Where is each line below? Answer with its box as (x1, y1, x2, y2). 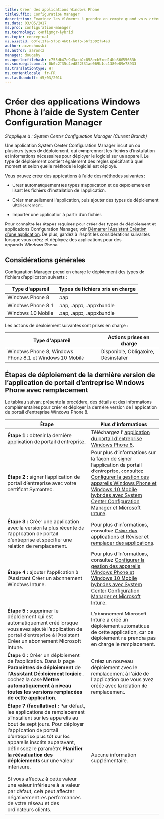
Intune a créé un (91, 616, 128, 623)
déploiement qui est (7, 614, 53, 620)
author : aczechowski (5, 43, 47, 48)
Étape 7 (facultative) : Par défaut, (7, 702, 85, 709)
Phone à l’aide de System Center (5, 106, 140, 118)
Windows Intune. (7, 581, 46, 588)
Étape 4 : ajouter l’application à (7, 569, 79, 576)
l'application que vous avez (91, 676, 154, 683)
